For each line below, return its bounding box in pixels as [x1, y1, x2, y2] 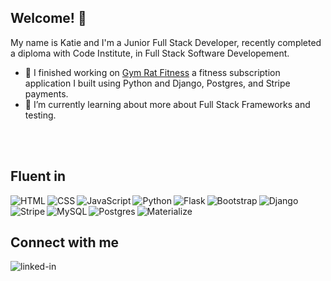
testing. [24, 109, 57, 121]
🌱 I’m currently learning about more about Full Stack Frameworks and [24, 98, 311, 110]
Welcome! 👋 [10, 10, 87, 27]
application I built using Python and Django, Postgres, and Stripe [24, 77, 291, 89]
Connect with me [10, 234, 120, 251]
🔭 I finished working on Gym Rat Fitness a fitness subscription [24, 66, 281, 78]
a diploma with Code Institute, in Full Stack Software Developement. [10, 47, 290, 59]
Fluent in [10, 168, 67, 185]
